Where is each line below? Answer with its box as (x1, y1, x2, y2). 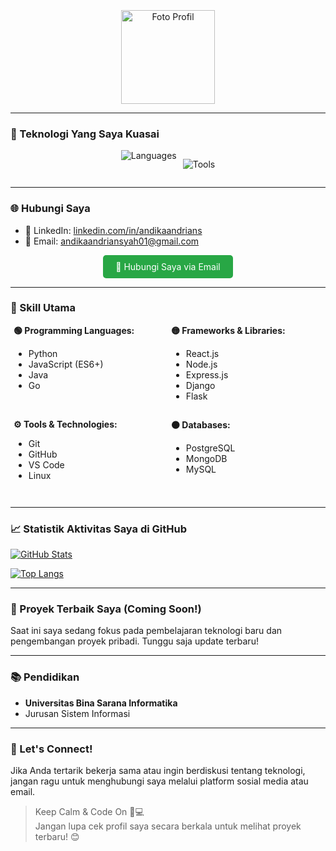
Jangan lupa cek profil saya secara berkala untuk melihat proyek (34, 820, 302, 832)
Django (185, 379, 216, 391)
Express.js (185, 368, 229, 381)
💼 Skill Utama (10, 301, 76, 315)
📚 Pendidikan (10, 670, 80, 684)
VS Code (28, 458, 65, 471)
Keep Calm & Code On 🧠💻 (34, 806, 145, 818)
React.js (185, 347, 220, 359)
